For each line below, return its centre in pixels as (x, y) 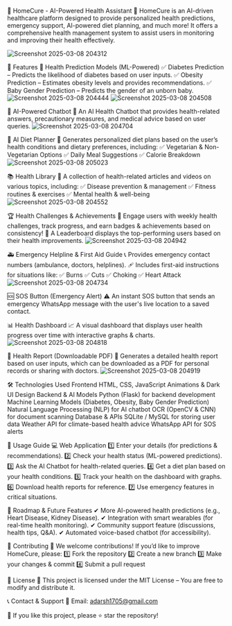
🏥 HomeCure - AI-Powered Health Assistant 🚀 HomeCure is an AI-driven (110, 11)
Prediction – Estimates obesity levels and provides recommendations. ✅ (110, 83)
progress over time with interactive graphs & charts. (81, 335)
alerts (15, 431)
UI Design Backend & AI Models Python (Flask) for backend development (111, 395)
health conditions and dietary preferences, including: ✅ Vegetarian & (105, 147)
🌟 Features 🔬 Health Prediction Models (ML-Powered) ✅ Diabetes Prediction (116, 67)
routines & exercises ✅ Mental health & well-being (79, 194)
